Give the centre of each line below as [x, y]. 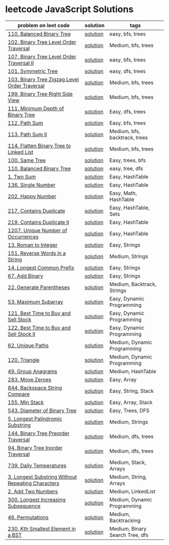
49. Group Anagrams [32, 371]
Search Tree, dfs [129, 535]
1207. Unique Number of [37, 230]
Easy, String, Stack [132, 391]
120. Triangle [24, 360]
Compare [19, 394]
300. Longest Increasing [37, 499]
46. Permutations [28, 517]
